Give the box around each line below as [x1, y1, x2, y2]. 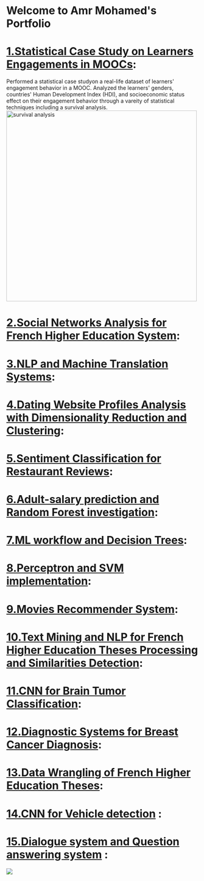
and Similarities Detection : [6, 656, 143, 670]
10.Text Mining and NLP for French [6, 630, 184, 644]
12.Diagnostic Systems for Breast [6, 725, 178, 739]
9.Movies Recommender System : [6, 602, 178, 616]
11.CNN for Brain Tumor [6, 684, 126, 698]
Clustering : [6, 424, 65, 437]
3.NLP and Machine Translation [6, 357, 169, 371]
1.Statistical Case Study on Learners [6, 45, 194, 59]
